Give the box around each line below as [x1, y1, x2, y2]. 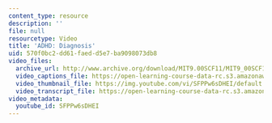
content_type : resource [8, 11, 89, 20]
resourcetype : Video [8, 34, 79, 43]
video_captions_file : [15, 72, 89, 80]
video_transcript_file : [15, 87, 96, 95]
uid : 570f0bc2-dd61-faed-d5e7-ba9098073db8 [8, 49, 158, 57]
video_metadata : [8, 95, 63, 103]
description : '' [8, 19, 63, 28]
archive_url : [15, 65, 60, 73]
